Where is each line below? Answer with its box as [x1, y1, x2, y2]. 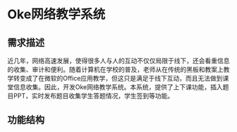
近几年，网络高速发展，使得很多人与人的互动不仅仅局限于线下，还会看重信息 [7, 57, 230, 65]
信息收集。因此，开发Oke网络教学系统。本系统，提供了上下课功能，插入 [13, 83, 224, 91]
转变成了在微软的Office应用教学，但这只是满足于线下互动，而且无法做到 [13, 74, 224, 82]
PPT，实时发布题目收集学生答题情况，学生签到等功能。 [13, 92, 174, 100]
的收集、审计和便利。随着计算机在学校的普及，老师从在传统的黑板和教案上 [7, 65, 224, 74]
